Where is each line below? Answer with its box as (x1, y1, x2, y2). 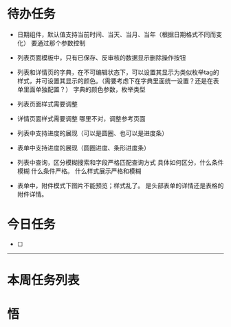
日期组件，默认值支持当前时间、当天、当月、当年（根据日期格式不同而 (16, 30, 217, 38)
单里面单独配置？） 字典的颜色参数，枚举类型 (16, 85, 146, 93)
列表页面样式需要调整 (16, 100, 78, 108)
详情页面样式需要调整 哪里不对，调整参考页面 (16, 114, 146, 122)
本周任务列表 (7, 273, 80, 289)
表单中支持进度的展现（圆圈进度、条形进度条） (16, 144, 150, 152)
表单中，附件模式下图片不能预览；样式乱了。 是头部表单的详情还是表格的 (16, 181, 224, 190)
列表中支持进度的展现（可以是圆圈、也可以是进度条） (16, 128, 168, 137)
